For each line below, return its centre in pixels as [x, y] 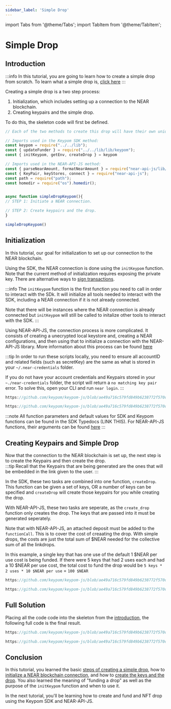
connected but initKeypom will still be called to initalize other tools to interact [85, 315]
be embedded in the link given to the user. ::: [52, 472]
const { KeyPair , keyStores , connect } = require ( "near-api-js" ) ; [77, 173]
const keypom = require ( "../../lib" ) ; [46, 145]
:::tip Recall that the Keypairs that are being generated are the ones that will [84, 466]
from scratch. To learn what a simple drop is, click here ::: [65, 82]
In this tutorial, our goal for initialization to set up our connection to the [79, 252]
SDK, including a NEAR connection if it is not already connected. [73, 299]
